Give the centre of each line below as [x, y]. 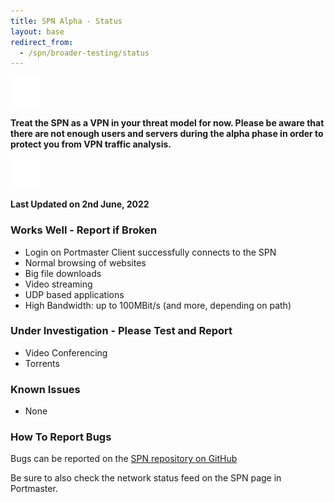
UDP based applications [74, 294]
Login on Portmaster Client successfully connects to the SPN [150, 252]
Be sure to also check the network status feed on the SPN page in [146, 478]
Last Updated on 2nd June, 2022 [80, 204]
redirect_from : [42, 42]
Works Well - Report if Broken [84, 230]
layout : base [37, 31]
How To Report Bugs [61, 437]
